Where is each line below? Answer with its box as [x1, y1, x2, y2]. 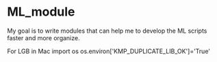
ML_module [7, 4, 75, 20]
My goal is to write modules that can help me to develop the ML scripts [7, 27, 207, 35]
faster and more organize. [7, 33, 80, 42]
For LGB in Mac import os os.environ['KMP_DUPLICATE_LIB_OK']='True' [7, 47, 211, 55]
